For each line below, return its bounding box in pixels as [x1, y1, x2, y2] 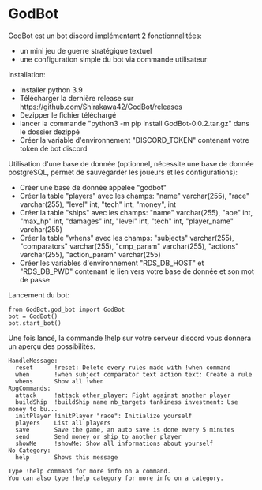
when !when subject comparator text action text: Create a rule [15, 370, 253, 379]
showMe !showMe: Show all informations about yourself [15, 440, 214, 447]
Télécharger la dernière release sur [19, 93, 134, 103]
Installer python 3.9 [19, 84, 83, 95]
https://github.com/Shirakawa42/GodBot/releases [19, 102, 183, 111]
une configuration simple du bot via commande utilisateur [19, 54, 208, 64]
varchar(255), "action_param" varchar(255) [19, 249, 162, 259]
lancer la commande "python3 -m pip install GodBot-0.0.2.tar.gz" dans [19, 118, 250, 128]
